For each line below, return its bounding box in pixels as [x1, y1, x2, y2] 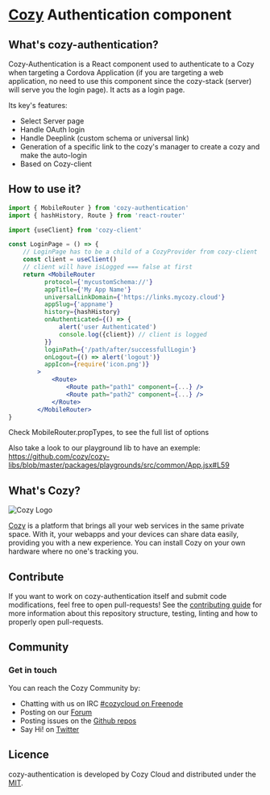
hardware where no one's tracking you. [8, 546, 139, 556]
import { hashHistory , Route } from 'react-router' [8, 211, 185, 220]
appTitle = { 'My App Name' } [44, 285, 131, 294]
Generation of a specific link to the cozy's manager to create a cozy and [19, 142, 260, 151]
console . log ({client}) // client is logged [59, 330, 207, 338]
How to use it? [8, 182, 81, 196]
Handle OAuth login [19, 125, 85, 134]
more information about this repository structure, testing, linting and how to [8, 609, 258, 618]
